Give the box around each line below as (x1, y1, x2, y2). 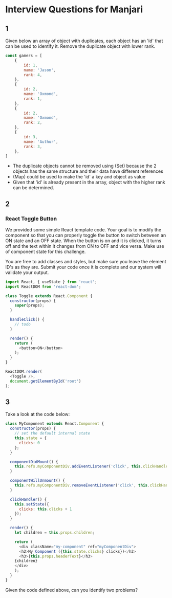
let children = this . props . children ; (14, 530, 95, 535)
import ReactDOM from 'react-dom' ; (5, 284, 81, 289)
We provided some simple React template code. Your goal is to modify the (5, 226, 162, 232)
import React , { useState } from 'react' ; (5, 279, 97, 284)
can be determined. (12, 185, 55, 191)
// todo (14, 322, 31, 327)
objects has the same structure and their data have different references (12, 168, 164, 174)
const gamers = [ (5, 53, 42, 58)
